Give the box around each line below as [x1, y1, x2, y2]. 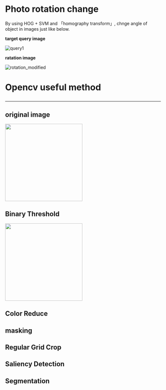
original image [5, 110, 50, 119]
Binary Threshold [5, 210, 60, 218]
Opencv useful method [5, 82, 101, 93]
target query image [5, 36, 45, 42]
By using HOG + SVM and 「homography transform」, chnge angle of [5, 20, 148, 26]
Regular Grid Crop [5, 343, 62, 351]
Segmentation [5, 377, 50, 385]
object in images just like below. [5, 26, 70, 32]
